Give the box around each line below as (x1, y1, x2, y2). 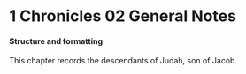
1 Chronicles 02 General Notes (9, 6, 237, 26)
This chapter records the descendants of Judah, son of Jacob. (9, 55, 237, 66)
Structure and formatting (9, 35, 104, 46)
